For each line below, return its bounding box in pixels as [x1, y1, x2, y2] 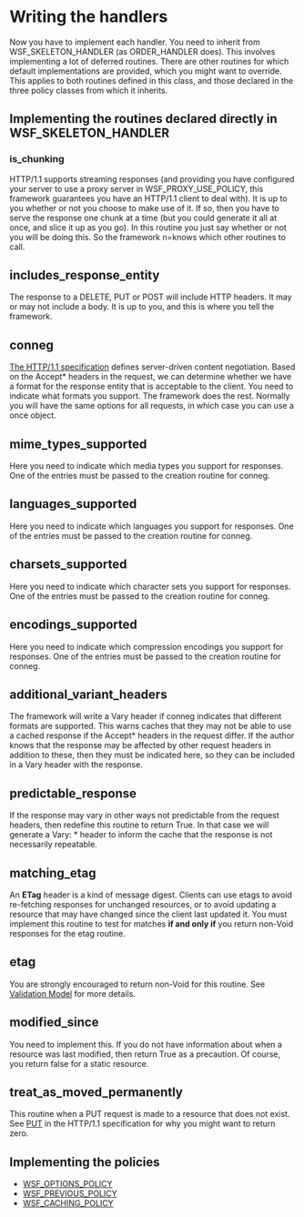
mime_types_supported [9, 436, 147, 451]
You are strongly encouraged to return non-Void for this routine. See [9, 979, 266, 989]
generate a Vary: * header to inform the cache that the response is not [9, 829, 273, 840]
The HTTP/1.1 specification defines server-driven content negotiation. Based [9, 361, 296, 372]
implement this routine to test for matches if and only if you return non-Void [9, 918, 294, 929]
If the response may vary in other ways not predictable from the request [9, 810, 279, 821]
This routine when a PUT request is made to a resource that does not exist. [9, 1109, 290, 1120]
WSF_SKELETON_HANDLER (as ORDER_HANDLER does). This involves [9, 46, 276, 56]
